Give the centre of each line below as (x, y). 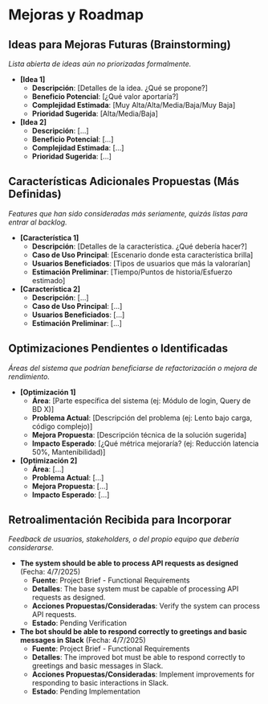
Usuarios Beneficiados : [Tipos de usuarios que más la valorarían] (141, 263)
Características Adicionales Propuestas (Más (124, 181)
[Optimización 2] (49, 460)
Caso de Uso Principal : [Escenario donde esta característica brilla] (142, 254)
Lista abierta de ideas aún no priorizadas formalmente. (100, 64)
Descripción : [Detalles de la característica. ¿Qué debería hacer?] (139, 246)
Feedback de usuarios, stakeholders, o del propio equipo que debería (124, 539)
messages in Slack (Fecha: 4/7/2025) (83, 640)
